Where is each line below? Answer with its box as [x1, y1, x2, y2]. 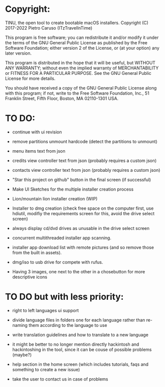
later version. [5, 50, 32, 56]
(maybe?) [12, 352, 32, 357]
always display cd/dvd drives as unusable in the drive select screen [12, 225, 150, 231]
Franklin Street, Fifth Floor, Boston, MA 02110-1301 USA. [5, 95, 119, 101]
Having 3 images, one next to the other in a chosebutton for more [12, 268, 145, 274]
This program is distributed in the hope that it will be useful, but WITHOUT [5, 60, 156, 65]
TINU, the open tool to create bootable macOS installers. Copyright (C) [5, 20, 149, 26]
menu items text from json [12, 148, 66, 154]
